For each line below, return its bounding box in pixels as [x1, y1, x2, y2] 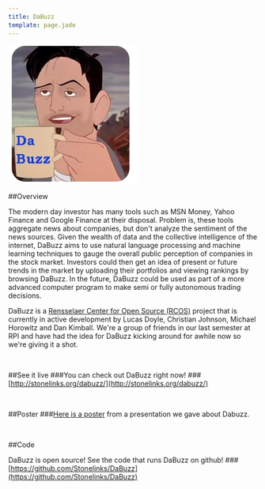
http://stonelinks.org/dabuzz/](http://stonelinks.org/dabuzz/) [10, 378, 209, 388]
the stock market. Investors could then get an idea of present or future [8, 257, 237, 266]
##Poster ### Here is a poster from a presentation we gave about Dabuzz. [8, 409, 250, 419]
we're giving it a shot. [8, 340, 78, 349]
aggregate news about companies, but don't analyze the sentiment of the [8, 224, 248, 233]
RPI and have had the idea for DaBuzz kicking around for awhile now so [8, 331, 241, 340]
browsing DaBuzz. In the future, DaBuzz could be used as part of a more [8, 273, 245, 284]
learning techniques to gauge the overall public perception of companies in [8, 249, 253, 258]
